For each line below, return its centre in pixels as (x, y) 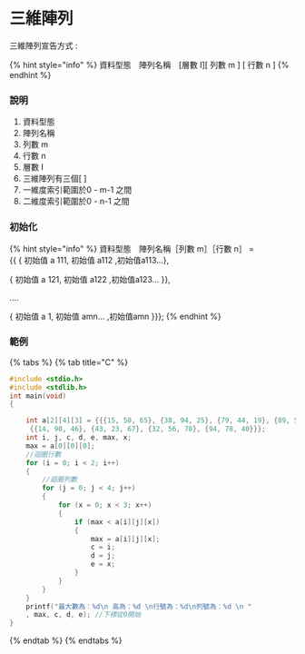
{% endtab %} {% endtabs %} (66, 640)
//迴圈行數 (44, 454)
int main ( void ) (38, 396)
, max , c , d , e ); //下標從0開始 (84, 615)
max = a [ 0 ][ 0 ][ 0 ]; (60, 446)
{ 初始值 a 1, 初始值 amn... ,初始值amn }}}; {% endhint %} (115, 316)
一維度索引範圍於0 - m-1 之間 (77, 190)
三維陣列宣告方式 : (44, 45)
